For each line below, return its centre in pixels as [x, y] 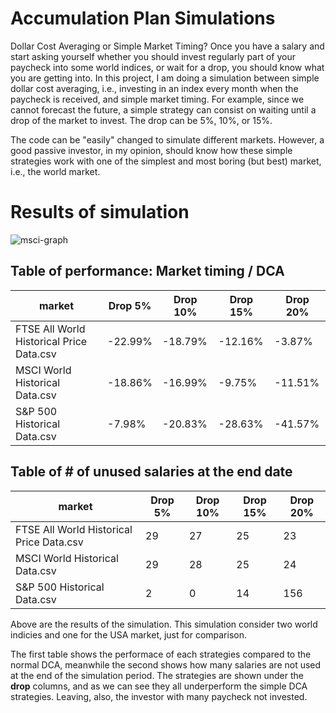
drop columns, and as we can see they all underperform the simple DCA [159, 686]
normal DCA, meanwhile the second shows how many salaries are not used [166, 664]
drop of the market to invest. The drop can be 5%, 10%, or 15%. [141, 120]
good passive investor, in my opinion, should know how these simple [151, 150]
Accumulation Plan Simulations [143, 18]
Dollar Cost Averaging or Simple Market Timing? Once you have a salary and [167, 46]
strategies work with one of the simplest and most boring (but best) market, [166, 161]
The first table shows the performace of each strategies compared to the [161, 654]
